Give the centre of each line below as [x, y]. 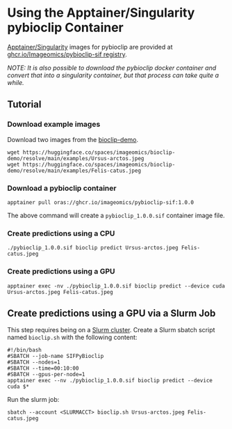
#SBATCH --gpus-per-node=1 [46, 375]
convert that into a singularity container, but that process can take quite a [113, 75]
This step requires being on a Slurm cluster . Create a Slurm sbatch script [111, 330]
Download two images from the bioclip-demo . [73, 139]
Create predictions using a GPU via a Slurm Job [111, 313]
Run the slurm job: [33, 400]
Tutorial [24, 105]
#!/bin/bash [24, 350]
